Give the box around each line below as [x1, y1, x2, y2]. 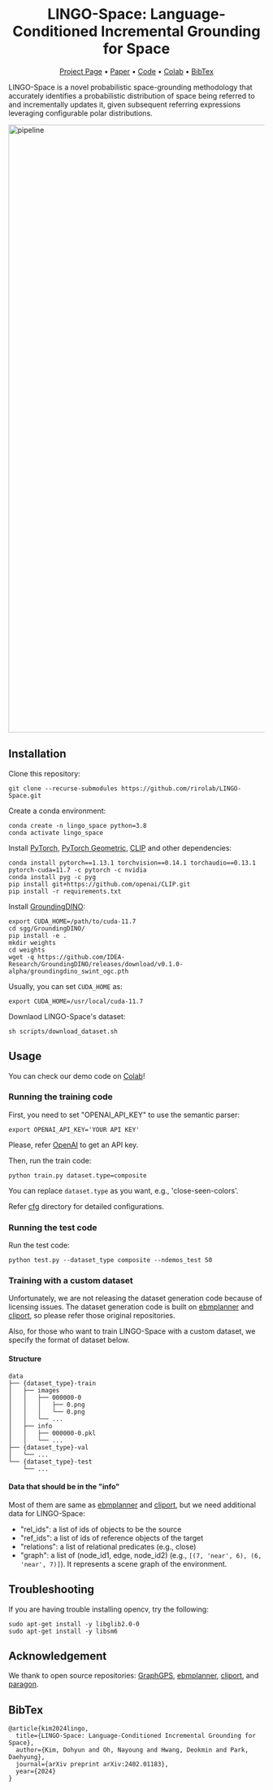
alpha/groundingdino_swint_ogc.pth [8, 967, 129, 975]
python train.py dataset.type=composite [8, 1171, 148, 1180]
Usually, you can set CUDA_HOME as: [8, 981, 123, 991]
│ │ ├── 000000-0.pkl [8, 1429, 96, 1437]
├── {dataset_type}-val [8, 1443, 89, 1451]
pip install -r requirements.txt [8, 887, 122, 895]
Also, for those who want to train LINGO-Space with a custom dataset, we [8, 1326, 256, 1336]
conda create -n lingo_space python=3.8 [8, 821, 148, 829]
